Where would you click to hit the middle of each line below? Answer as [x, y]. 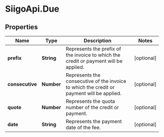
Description [98, 41]
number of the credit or [92, 107]
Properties [21, 27]
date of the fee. [83, 127]
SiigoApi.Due [32, 9]
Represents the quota [90, 101]
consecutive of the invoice [96, 81]
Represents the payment [94, 121]
